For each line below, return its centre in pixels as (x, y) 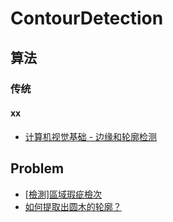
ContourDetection (87, 18)
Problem (37, 168)
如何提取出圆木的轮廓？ (73, 206)
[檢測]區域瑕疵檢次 (63, 194)
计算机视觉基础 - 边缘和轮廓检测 (91, 136)
